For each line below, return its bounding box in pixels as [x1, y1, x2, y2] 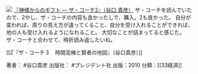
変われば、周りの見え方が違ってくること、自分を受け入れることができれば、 [6, 21, 194, 28]
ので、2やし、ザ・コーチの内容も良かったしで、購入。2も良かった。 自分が [6, 14, 191, 21]
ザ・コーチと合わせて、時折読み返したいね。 [6, 36, 116, 43]
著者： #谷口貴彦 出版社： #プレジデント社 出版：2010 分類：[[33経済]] [6, 61, 182, 69]
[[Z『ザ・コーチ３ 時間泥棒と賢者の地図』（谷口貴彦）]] [6, 49, 143, 56]
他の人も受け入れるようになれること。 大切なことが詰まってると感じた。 [6, 29, 185, 36]
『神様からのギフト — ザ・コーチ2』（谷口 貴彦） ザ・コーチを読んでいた [13, 7, 193, 13]
